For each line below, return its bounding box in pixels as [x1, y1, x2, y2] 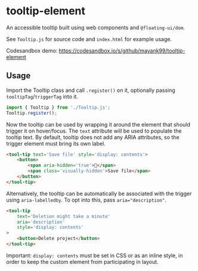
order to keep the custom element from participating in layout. [6, 258, 159, 265]
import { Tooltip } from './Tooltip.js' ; [6, 104, 111, 110]
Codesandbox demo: [6, 47, 58, 54]
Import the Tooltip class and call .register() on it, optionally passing [6, 87, 176, 94]
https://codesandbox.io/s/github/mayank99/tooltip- [58, 47, 185, 54]
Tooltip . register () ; [6, 110, 58, 116]
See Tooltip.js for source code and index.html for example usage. [6, 35, 172, 42]
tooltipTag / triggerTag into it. [6, 93, 79, 100]
